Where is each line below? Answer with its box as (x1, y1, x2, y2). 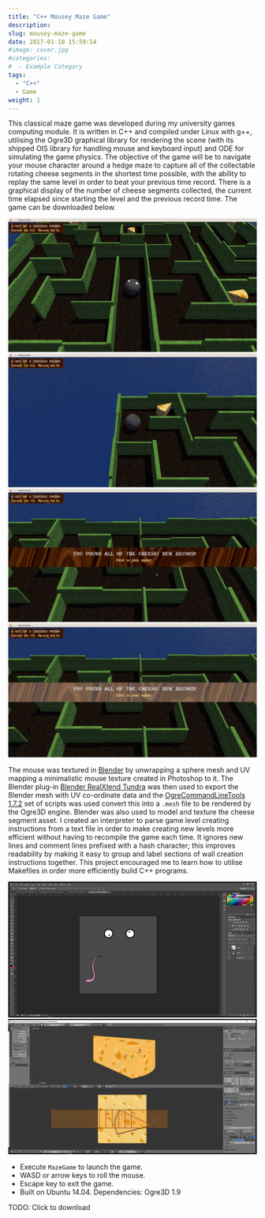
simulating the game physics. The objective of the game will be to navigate (8, 152, 251, 162)
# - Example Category (8, 63, 83, 71)
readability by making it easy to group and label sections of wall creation (8, 849, 244, 859)
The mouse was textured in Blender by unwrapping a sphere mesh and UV (8, 765, 251, 775)
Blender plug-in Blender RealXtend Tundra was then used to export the (8, 782, 239, 791)
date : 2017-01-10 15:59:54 (8, 38, 97, 46)
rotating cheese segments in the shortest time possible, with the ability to (8, 169, 247, 179)
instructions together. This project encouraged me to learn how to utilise (8, 858, 243, 867)
